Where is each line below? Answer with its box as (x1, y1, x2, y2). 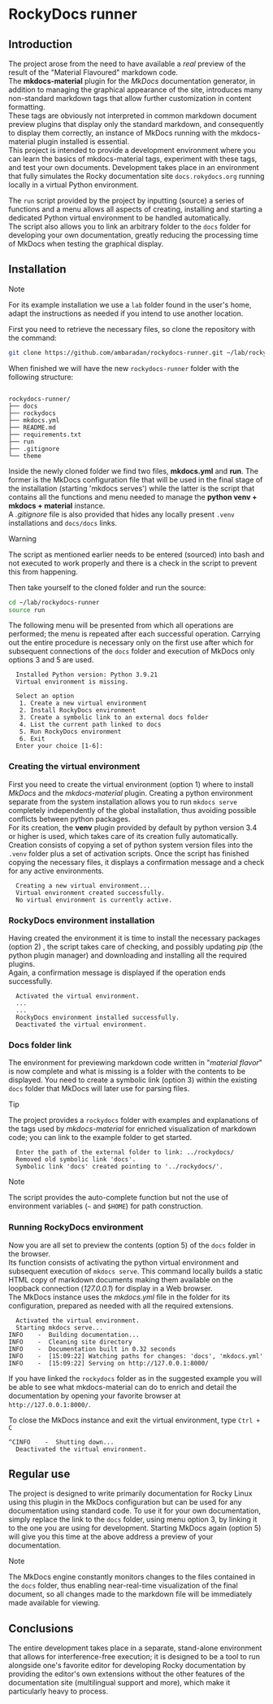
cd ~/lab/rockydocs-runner (8, 598, 100, 606)
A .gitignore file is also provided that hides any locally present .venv (8, 509, 235, 519)
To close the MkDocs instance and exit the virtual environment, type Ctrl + (8, 1415, 261, 1425)
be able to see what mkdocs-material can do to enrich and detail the (8, 1382, 237, 1392)
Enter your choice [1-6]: (15, 742, 104, 750)
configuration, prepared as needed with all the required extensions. (8, 1300, 234, 1310)
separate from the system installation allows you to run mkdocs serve (8, 797, 238, 806)
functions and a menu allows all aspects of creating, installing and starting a (8, 204, 262, 214)
